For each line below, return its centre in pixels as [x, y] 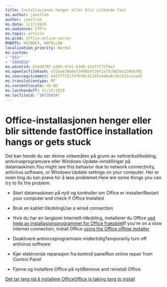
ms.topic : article [25, 34]
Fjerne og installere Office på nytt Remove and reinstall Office [77, 269]
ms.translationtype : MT [31, 81]
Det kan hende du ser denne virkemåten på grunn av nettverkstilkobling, [81, 156]
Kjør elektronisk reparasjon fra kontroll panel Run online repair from [82, 254]
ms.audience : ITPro [26, 29]
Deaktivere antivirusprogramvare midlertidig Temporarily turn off [79, 239]
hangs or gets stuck [48, 142]
